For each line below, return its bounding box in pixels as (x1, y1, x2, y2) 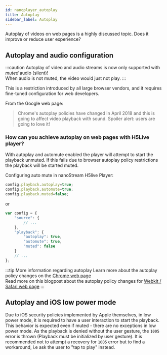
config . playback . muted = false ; (5, 192, 69, 197)
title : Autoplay (5, 12, 39, 17)
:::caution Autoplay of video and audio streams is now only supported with (5, 65, 160, 71)
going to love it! (17, 121, 50, 127)
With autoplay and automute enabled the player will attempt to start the (5, 152, 153, 158)
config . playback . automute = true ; (5, 187, 73, 192)
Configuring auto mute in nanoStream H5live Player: (5, 172, 114, 179)
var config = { (5, 211, 37, 216)
